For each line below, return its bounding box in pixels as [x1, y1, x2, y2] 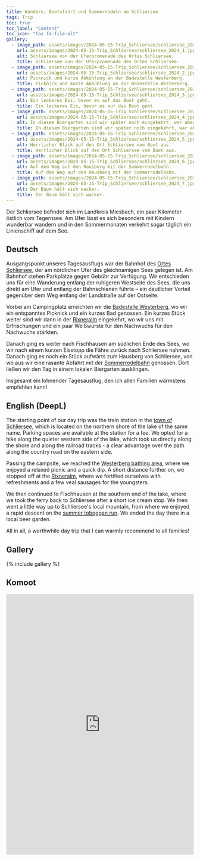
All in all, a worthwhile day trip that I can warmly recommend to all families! [6, 527, 189, 534]
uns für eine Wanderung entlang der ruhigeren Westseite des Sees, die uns [6, 279, 190, 286]
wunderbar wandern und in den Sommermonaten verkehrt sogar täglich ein [6, 221, 192, 228]
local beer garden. [6, 516, 51, 523]
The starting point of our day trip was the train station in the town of [6, 417, 173, 424]
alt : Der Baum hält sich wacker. [17, 186, 100, 192]
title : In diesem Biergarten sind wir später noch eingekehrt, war [17, 125, 187, 131]
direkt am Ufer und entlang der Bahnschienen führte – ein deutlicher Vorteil [6, 286, 190, 293]
